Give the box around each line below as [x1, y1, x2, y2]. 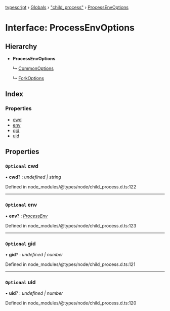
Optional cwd [5, 163, 39, 169]
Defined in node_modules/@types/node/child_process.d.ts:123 [5, 222, 137, 228]
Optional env [5, 201, 37, 208]
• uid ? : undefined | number [5, 290, 63, 296]
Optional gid [5, 240, 36, 247]
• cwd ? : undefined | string [5, 174, 62, 180]
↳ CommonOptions [12, 65, 54, 71]
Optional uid [5, 279, 36, 286]
